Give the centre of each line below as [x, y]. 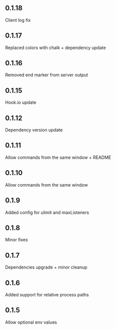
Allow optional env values [31, 322]
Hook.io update [21, 102]
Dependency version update [34, 130]
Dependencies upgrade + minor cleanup [46, 267]
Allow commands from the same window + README [58, 157]
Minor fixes [17, 240]
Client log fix [18, 20]
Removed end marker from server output [47, 75]
